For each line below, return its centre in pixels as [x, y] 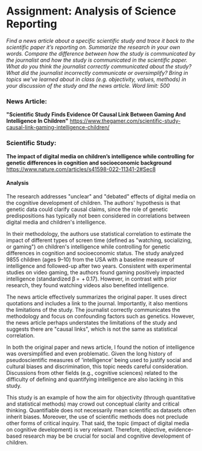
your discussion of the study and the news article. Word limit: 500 [88, 85]
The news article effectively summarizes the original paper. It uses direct [96, 297]
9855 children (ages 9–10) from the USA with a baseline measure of [90, 259]
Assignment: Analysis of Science [91, 11]
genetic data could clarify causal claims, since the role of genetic [87, 209]
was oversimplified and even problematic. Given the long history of [90, 353]
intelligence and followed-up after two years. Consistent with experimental [99, 266]
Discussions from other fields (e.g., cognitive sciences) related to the [92, 372]
